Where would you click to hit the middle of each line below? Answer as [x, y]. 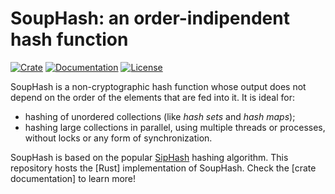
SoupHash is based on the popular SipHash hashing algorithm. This [149, 157]
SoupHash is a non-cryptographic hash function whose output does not [158, 86]
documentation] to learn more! [73, 178]
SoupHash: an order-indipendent [150, 18]
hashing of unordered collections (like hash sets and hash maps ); [160, 116]
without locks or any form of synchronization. [118, 138]
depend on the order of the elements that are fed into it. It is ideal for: [153, 97]
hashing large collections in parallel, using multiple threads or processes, [175, 127]
